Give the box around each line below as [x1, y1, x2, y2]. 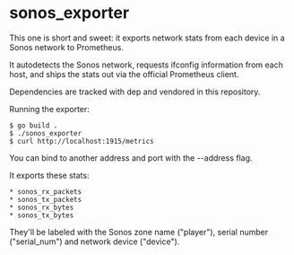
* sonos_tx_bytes [9, 210, 74, 220]
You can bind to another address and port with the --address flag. [9, 152, 253, 163]
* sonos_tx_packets [9, 195, 82, 204]
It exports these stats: [9, 170, 90, 180]
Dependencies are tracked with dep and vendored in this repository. [9, 86, 261, 97]
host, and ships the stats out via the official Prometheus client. [9, 68, 239, 79]
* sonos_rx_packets [9, 187, 82, 196]
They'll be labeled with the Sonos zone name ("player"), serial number [9, 226, 269, 237]
